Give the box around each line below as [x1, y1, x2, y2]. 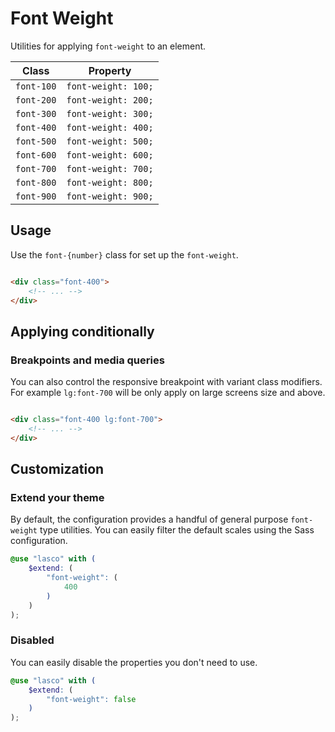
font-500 [15, 135, 57, 147]
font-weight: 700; [66, 163, 154, 174]
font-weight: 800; [66, 177, 154, 188]
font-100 [15, 80, 57, 92]
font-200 [15, 94, 57, 106]
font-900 [15, 190, 57, 202]
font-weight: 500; [66, 135, 154, 147]
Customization [10, 461, 105, 478]
